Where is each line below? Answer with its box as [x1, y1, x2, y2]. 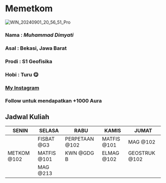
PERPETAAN [65, 136, 94, 143]
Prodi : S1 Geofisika [5, 58, 53, 64]
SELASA [39, 127, 59, 134]
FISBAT [38, 136, 55, 143]
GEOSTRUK [128, 150, 156, 156]
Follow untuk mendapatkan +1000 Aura [5, 97, 102, 104]
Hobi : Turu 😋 [5, 71, 39, 78]
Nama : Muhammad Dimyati [5, 31, 74, 38]
